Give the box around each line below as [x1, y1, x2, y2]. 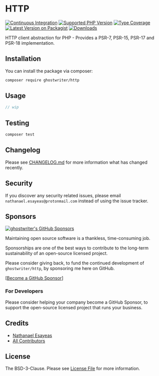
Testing [5, 118, 30, 127]
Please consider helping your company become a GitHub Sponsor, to [5, 299, 148, 305]
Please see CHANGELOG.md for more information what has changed [5, 159, 148, 165]
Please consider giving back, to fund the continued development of [5, 260, 144, 266]
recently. [5, 164, 24, 171]
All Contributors [12, 337, 45, 344]
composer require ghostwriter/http [5, 77, 80, 83]
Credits [5, 319, 29, 328]
